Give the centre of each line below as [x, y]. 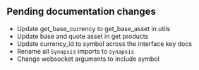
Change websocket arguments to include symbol [88, 59]
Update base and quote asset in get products [83, 36]
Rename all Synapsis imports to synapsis [76, 51]
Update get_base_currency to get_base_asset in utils [94, 28]
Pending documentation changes [82, 12]
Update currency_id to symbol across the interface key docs [104, 43]
